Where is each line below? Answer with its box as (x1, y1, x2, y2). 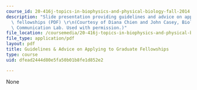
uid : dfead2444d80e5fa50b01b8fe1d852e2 (6, 57, 104, 63)
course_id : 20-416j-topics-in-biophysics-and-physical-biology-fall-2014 (6, 8, 191, 15)
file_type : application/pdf (6, 35, 75, 41)
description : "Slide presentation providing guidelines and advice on (6, 14, 182, 20)
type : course (6, 52, 38, 57)
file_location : (6, 30, 43, 36)
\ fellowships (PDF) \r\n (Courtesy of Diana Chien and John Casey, (11, 19, 180, 25)
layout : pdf (6, 41, 35, 47)
